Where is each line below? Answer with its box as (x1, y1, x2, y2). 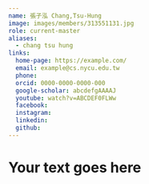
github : (15, 124, 42, 132)
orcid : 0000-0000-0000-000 (15, 79, 106, 87)
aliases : (8, 34, 38, 43)
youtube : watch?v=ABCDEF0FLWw (15, 94, 116, 102)
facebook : (15, 101, 48, 109)
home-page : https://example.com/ (15, 57, 127, 65)
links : (8, 49, 30, 57)
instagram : (15, 109, 52, 117)
